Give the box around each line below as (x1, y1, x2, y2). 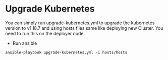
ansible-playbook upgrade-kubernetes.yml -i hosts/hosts (5, 50, 128, 55)
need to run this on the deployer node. (5, 30, 85, 36)
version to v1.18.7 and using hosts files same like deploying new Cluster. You (5, 25, 163, 31)
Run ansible (12, 40, 37, 46)
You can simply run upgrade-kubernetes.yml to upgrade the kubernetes (5, 20, 155, 26)
